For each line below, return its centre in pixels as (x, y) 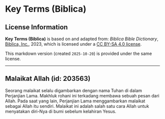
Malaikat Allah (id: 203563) (48, 79)
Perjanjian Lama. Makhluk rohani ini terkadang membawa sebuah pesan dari (82, 95)
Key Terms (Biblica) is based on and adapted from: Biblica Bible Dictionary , (82, 39)
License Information (36, 27)
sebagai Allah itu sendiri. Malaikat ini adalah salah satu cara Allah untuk (77, 106)
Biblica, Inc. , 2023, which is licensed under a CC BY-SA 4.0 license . (73, 44)
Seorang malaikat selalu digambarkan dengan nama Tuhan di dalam (74, 90)
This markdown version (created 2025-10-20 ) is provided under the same (79, 53)
